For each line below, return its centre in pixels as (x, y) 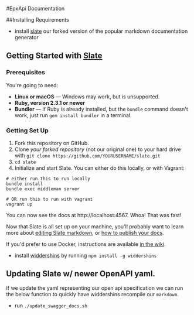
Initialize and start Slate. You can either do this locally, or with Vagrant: (99, 168)
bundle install (25, 184)
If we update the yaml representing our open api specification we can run (95, 288)
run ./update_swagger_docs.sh (51, 305)
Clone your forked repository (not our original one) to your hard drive (98, 149)
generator (27, 37)
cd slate (25, 162)
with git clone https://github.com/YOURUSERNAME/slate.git (87, 155)
